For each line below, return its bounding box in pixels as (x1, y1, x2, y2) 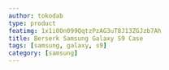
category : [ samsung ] (8, 49, 79, 57)
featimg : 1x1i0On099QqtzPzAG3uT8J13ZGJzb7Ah (8, 27, 162, 35)
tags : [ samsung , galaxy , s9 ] (8, 42, 107, 50)
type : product (8, 19, 57, 27)
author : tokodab (8, 11, 63, 20)
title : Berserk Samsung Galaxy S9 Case (8, 34, 144, 43)
